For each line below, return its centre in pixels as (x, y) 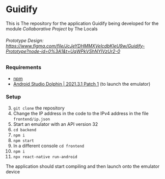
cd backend (25, 130)
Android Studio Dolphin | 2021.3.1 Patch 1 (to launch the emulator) (82, 84)
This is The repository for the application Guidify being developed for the (82, 23)
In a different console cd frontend (49, 146)
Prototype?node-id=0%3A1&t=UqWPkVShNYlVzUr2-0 (63, 51)
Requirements (24, 67)
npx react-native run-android (45, 157)
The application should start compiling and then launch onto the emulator (83, 166)
